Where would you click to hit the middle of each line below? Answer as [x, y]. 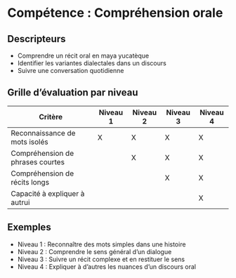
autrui [20, 202]
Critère [51, 117]
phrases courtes [38, 161]
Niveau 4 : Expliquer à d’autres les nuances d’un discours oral [107, 266]
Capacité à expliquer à [48, 193]
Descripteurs [37, 39]
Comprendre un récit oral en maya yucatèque [83, 55]
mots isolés [29, 142]
